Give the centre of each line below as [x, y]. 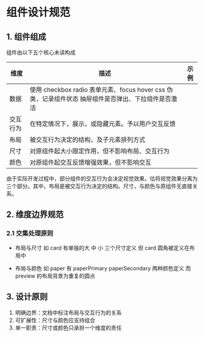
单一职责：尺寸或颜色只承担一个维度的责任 [68, 327]
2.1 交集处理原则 [30, 233]
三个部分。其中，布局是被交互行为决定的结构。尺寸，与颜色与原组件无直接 [99, 186]
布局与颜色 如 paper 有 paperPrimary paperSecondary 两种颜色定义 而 [103, 268]
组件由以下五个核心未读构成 [41, 52]
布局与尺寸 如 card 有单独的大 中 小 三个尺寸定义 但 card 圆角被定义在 [102, 248]
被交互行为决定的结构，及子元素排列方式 [87, 140]
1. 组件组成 [26, 37]
